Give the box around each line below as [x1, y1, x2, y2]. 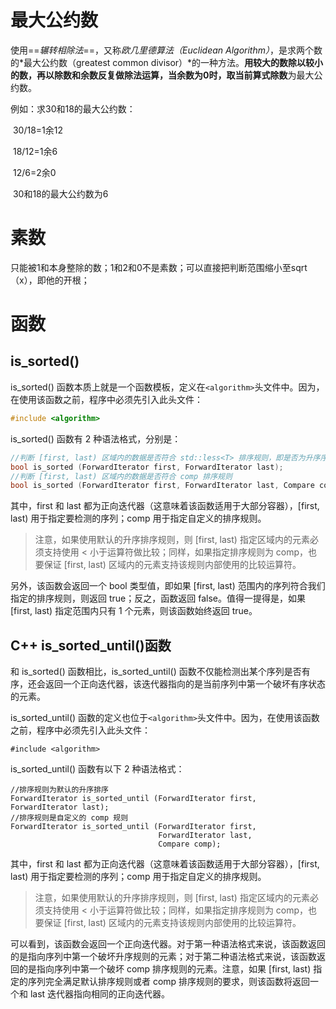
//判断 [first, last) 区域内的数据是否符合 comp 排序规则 [10, 471, 233, 481]
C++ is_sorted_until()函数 [10, 637, 172, 654]
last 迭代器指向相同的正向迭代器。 [29, 988, 171, 1000]
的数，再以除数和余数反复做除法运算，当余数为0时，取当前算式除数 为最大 [10, 69, 315, 81]
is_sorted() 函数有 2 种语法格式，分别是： [10, 432, 182, 445]
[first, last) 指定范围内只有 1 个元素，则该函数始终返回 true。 [10, 605, 258, 617]
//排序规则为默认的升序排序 [10, 785, 110, 795]
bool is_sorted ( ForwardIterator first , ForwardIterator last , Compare [10, 481, 315, 491]
